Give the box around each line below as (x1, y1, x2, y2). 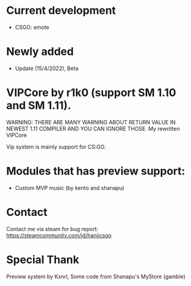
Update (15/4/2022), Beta (14, 65, 79, 72)
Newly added (6, 45, 74, 59)
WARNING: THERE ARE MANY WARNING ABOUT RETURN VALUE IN (6, 118, 176, 126)
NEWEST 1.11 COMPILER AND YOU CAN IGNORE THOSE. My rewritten (6, 125, 180, 132)
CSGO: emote (14, 24, 49, 31)
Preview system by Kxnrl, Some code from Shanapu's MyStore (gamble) (6, 273, 186, 280)
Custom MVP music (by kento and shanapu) (14, 184, 125, 191)
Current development (6, 4, 116, 17)
